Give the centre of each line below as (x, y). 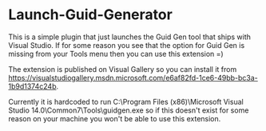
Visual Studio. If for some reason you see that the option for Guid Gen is (127, 45)
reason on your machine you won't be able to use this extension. (115, 118)
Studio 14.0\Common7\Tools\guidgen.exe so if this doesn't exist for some (129, 110)
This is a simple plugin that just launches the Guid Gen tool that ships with (130, 37)
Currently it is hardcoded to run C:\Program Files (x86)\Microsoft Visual (126, 101)
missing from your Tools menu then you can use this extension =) (116, 54)
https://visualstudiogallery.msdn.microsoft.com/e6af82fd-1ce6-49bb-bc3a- (133, 77)
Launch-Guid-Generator (91, 15)
